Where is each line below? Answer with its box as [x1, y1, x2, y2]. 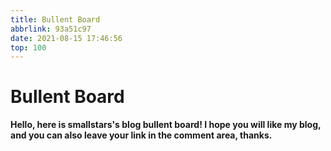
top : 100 [10, 42, 47, 53]
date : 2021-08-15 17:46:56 [10, 33, 123, 43]
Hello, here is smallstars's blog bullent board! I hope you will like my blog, [10, 119, 322, 131]
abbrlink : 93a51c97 [10, 24, 92, 34]
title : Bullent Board [10, 14, 101, 25]
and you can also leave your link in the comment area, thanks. [10, 129, 273, 141]
